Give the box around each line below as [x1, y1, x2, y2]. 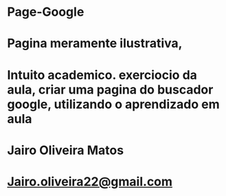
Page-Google [7, 4, 84, 20]
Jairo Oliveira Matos [7, 142, 124, 158]
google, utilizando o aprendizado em [7, 96, 220, 112]
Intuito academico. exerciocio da [7, 67, 198, 83]
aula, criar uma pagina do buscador [7, 82, 214, 97]
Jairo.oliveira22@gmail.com [7, 173, 173, 189]
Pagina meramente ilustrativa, [7, 36, 183, 52]
